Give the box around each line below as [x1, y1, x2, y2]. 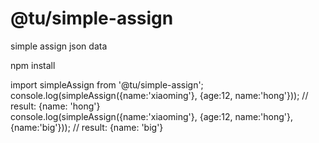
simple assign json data [10, 40, 108, 52]
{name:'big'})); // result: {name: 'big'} [10, 121, 164, 133]
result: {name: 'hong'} [10, 100, 101, 112]
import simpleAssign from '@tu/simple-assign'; [10, 78, 204, 91]
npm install [10, 59, 56, 71]
